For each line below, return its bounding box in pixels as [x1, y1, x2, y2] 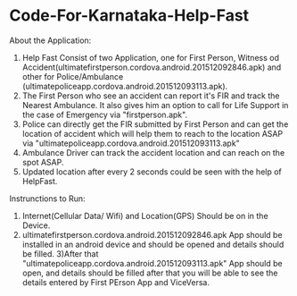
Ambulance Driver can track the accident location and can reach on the [21, 147, 285, 157]
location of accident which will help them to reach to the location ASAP [21, 128, 284, 139]
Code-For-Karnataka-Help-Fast [9, 5, 250, 26]
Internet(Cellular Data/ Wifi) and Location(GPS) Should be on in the [21, 210, 269, 221]
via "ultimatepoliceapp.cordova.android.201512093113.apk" [21, 138, 241, 148]
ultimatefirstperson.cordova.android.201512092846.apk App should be [21, 229, 283, 240]
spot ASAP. [21, 156, 64, 167]
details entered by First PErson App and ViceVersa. [21, 276, 210, 287]
